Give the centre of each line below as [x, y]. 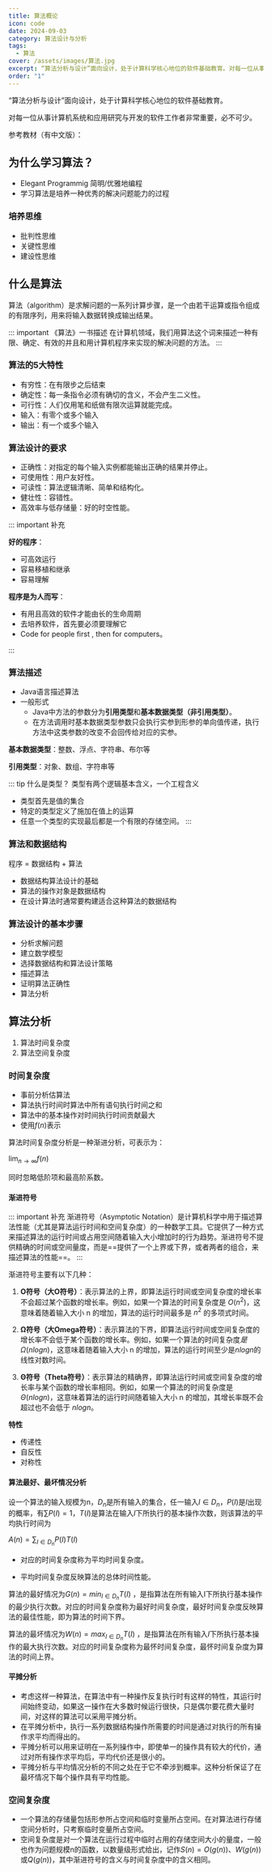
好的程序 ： [26, 542]
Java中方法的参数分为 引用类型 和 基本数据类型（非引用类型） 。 [134, 712]
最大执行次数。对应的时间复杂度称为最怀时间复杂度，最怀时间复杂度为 [139, 1646]
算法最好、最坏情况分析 [47, 1483]
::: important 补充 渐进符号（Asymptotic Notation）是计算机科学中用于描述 [132, 1217]
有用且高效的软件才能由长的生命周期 [81, 614]
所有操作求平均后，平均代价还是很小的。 [102, 1757]
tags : [17, 46]
